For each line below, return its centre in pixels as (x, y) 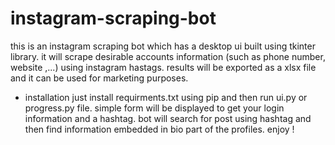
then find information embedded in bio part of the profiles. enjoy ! (159, 129)
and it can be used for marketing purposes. (99, 78)
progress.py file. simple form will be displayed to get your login (154, 108)
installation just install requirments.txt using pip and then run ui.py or (166, 97)
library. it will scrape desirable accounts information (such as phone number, (168, 56)
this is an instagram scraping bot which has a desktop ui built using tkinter (163, 46)
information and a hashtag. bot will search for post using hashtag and (168, 118)
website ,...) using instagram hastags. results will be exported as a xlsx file (163, 67)
